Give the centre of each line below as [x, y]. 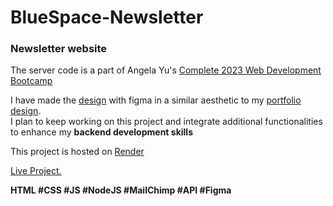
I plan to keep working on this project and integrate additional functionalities [166, 122]
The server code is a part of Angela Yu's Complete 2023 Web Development [166, 70]
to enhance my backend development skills [101, 132]
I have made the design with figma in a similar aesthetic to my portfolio [156, 100]
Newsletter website [59, 49]
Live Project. [36, 171]
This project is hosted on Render [77, 152]
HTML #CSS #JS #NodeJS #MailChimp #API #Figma [121, 190]
